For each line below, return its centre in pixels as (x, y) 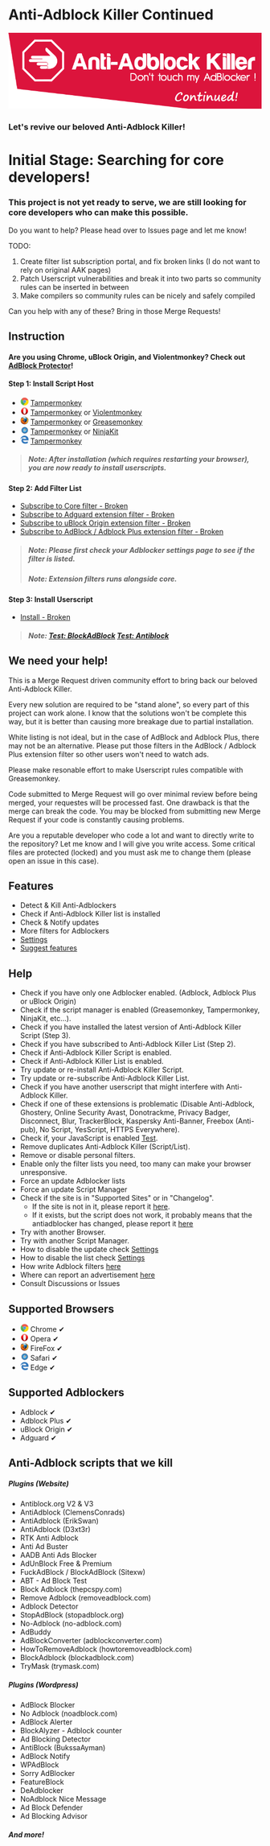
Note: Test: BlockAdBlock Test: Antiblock (98, 635)
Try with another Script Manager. (75, 1241)
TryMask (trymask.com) (60, 1667)
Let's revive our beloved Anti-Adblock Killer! (97, 127)
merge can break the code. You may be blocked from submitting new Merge (135, 811)
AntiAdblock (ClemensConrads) (72, 1512)
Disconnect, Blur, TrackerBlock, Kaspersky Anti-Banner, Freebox (127, 1121)
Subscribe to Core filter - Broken (74, 506)
